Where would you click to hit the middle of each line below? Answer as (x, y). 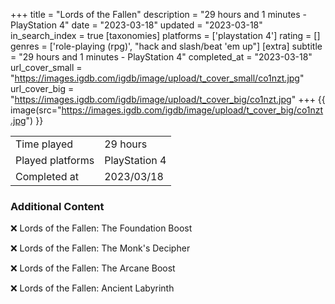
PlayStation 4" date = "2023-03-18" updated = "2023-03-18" (136, 25)
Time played (44, 144)
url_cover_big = (42, 88)
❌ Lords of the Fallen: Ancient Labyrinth (92, 288)
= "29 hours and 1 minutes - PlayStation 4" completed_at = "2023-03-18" (161, 57)
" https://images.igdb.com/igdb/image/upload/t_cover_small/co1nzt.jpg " (157, 78)
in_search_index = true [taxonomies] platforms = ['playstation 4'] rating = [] (165, 35)
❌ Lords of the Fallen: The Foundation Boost (101, 228)
